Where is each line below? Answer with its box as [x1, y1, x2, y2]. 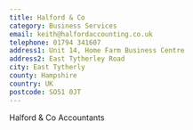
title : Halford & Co [9, 12, 86, 22]
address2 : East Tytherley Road [9, 54, 125, 63]
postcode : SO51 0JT [9, 87, 82, 96]
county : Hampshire [9, 71, 77, 80]
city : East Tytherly [9, 63, 86, 72]
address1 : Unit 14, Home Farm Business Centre [9, 46, 185, 55]
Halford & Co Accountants [9, 112, 105, 123]
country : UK [9, 79, 53, 88]
